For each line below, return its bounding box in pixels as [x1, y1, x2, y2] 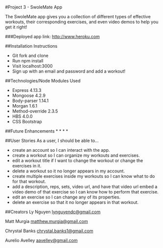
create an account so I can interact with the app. [12, 147, 110, 153]
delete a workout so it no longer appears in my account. [12, 168, 125, 174]
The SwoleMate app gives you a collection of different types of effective [5, 14, 151, 19]
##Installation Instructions [5, 43, 58, 49]
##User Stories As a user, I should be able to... [5, 138, 99, 143]
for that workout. [12, 179, 47, 184]
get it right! [5, 24, 27, 30]
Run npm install [12, 58, 44, 63]
